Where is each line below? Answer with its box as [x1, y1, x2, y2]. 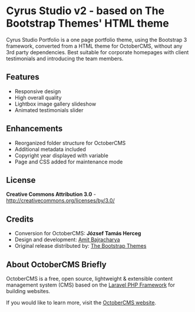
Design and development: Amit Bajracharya [14, 236, 120, 243]
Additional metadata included [14, 146, 87, 153]
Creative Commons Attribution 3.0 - [6, 191, 96, 198]
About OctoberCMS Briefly [6, 260, 107, 270]
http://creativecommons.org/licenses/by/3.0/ [6, 197, 115, 204]
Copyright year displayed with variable [14, 152, 109, 159]
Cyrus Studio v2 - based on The [6, 4, 165, 18]
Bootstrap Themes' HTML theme [6, 17, 169, 30]
